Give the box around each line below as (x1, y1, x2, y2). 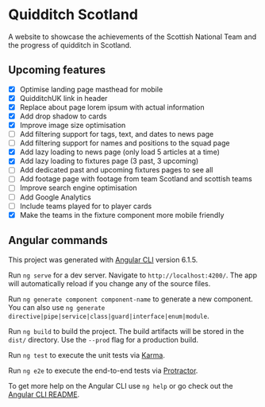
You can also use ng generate (8, 302, 106, 312)
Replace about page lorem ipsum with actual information (19, 102, 205, 112)
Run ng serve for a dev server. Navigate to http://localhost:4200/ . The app (8, 270, 258, 280)
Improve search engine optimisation (19, 183, 137, 192)
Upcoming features (8, 64, 106, 77)
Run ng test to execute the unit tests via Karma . (8, 350, 165, 359)
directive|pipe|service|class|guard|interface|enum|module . (8, 311, 209, 320)
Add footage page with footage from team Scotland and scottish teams (19, 174, 252, 184)
